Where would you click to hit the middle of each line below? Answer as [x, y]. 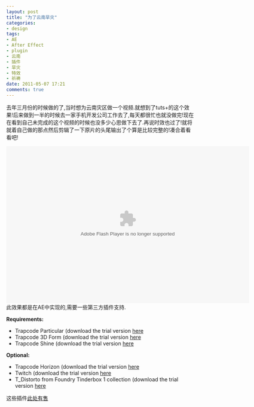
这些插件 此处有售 [27, 398]
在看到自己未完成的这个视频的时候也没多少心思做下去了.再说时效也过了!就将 [100, 122]
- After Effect [25, 45]
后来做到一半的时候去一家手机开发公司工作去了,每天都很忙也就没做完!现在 [103, 115]
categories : [21, 23]
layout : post [22, 12]
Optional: [18, 355]
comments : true [25, 90]
